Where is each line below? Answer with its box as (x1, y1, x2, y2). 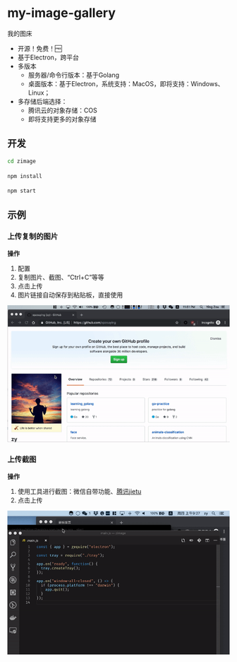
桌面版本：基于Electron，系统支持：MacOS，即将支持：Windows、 (28, 79, 224, 88)
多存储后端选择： (17, 97, 68, 105)
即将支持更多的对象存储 (28, 114, 97, 123)
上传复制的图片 (7, 232, 59, 242)
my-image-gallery (7, 5, 116, 21)
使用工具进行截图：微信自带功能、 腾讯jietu (17, 487, 142, 495)
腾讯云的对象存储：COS (28, 106, 97, 114)
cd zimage (7, 158, 37, 165)
